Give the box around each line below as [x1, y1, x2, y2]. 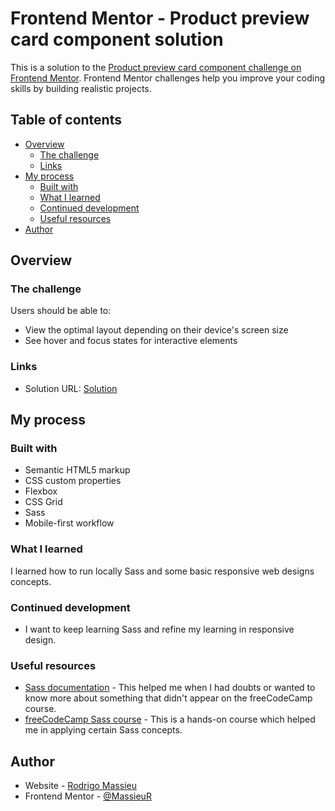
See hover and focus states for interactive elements [24, 335, 238, 347]
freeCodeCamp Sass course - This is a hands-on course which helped [24, 713, 316, 726]
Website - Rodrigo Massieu [24, 780, 137, 792]
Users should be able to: [10, 305, 112, 317]
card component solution [10, 28, 224, 51]
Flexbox [24, 485, 58, 497]
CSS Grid [24, 496, 63, 508]
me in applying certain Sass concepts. [24, 724, 183, 736]
